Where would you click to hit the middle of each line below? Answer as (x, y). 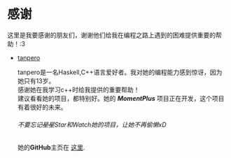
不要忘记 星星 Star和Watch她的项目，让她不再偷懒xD (92, 124)
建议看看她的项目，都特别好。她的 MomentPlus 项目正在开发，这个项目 (121, 98)
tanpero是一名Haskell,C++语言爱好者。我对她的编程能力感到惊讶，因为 (120, 72)
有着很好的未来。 (42, 107)
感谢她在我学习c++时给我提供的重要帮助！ (78, 89)
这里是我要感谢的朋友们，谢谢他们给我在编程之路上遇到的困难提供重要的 (111, 35)
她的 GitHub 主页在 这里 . (51, 148)
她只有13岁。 (36, 80)
